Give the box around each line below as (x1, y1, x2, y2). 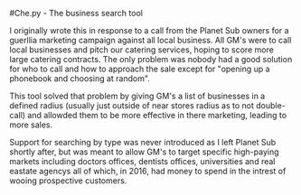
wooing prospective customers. (9, 175, 127, 186)
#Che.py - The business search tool (9, 8, 143, 18)
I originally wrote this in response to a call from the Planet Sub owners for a (9, 25, 289, 35)
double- (256, 100, 287, 111)
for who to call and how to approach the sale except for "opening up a (9, 63, 270, 74)
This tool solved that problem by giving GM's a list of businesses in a (9, 90, 266, 101)
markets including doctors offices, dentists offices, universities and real (9, 156, 276, 166)
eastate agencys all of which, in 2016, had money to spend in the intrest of (9, 166, 287, 176)
